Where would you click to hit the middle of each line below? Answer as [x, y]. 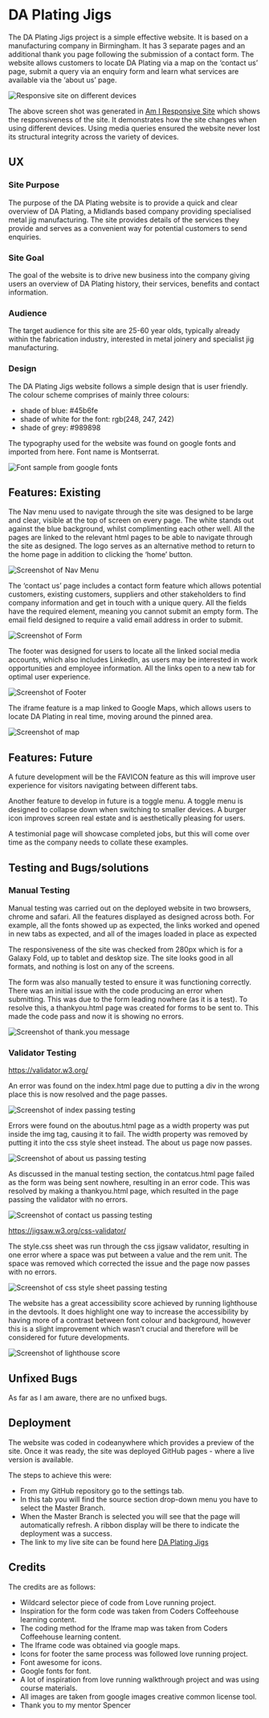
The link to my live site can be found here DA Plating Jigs [114, 1542]
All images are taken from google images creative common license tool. [138, 1696]
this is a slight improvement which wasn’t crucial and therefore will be [124, 1329]
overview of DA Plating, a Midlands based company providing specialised [130, 211]
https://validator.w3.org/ [48, 1070]
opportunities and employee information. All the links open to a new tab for [132, 668]
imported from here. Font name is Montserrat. [84, 452]
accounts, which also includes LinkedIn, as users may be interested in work [133, 660]
